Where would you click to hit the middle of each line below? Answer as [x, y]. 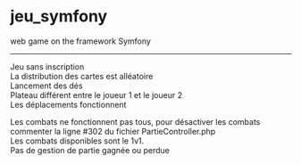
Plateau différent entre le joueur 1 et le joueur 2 [96, 94]
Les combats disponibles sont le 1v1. [77, 141]
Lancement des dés [46, 86]
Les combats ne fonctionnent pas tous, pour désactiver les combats [135, 121]
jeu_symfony [59, 16]
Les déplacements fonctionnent [68, 104]
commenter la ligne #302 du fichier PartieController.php [113, 131]
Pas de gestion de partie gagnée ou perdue [90, 150]
